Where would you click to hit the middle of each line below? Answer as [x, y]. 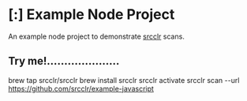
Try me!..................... [64, 61]
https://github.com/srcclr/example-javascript [81, 88]
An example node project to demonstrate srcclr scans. [97, 36]
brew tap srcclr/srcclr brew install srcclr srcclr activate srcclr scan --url [124, 80]
